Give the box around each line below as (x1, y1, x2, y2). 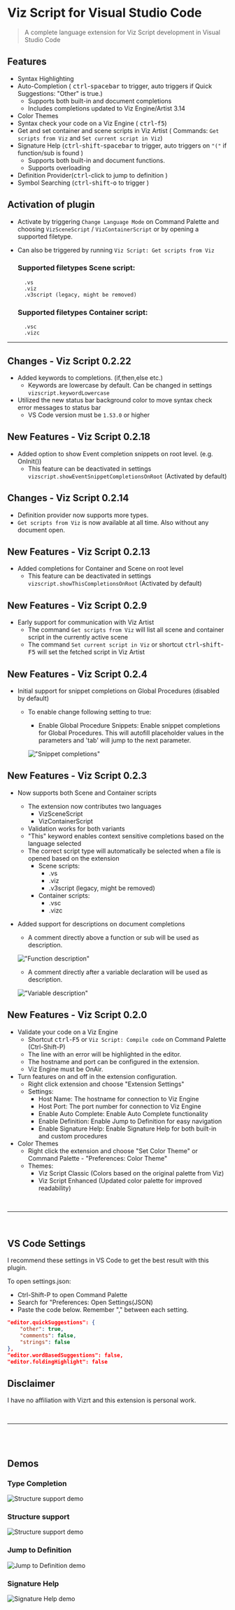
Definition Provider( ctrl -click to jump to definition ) (17, 171, 168, 179)
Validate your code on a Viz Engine (17, 1027, 119, 1036)
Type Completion (7, 1478, 67, 1488)
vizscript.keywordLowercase (27, 390, 110, 397)
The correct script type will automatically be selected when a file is (27, 847, 222, 855)
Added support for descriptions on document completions (17, 919, 185, 928)
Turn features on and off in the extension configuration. (17, 1072, 177, 1080)
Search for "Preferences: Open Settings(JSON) (17, 1298, 154, 1306)
